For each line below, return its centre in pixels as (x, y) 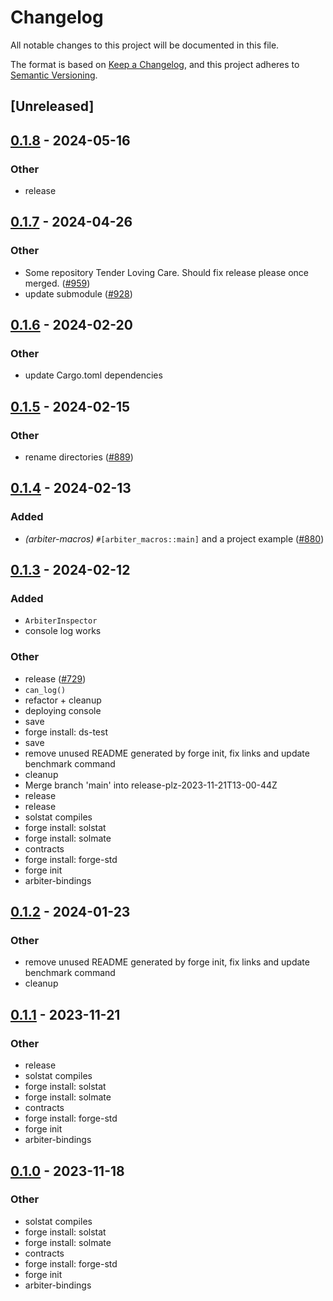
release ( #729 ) (55, 678)
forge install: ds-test (66, 732)
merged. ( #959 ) (57, 283)
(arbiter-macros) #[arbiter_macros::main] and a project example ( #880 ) (174, 538)
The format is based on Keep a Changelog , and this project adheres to (155, 64)
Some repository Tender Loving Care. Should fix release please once (166, 272)
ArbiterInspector (61, 621)
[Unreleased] (52, 106)
